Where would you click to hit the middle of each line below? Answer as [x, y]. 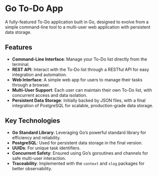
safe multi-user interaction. [39, 158]
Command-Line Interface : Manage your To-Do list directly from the [79, 59]
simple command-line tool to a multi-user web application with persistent [78, 27]
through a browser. [31, 85]
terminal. [21, 64]
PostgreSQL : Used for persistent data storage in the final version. [77, 143]
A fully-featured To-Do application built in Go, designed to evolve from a [77, 22]
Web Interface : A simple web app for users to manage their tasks [77, 80]
